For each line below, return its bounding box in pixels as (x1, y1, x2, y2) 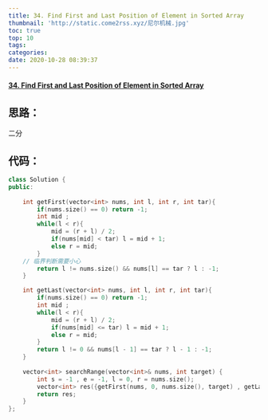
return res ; (37, 390, 77, 398)
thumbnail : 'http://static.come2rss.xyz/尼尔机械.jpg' (8, 19, 190, 27)
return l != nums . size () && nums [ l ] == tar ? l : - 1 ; (37, 265, 219, 273)
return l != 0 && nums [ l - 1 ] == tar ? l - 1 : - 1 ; (37, 346, 213, 354)
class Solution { (8, 176, 66, 184)
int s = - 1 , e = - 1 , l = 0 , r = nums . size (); (37, 375, 195, 383)
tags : (8, 41, 26, 49)
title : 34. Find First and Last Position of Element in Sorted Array (8, 11, 245, 20)
